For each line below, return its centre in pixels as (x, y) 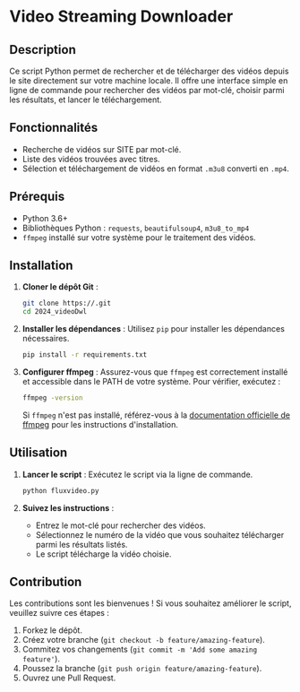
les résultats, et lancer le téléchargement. (86, 99)
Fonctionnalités (54, 128)
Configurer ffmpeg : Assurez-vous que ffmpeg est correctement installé (155, 372)
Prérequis (37, 197)
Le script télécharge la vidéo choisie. (103, 554)
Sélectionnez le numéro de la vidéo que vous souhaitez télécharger (160, 534)
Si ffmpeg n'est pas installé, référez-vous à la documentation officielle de (156, 415)
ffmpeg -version (52, 398)
